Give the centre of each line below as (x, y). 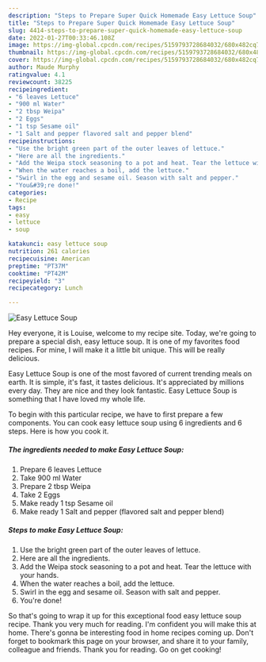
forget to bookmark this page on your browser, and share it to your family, (129, 641)
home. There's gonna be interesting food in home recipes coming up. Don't (131, 633)
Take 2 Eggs (40, 495)
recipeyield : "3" (37, 281)
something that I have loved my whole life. (77, 399)
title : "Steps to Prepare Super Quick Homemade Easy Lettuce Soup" (122, 23)
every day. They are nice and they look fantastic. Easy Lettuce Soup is (123, 391)
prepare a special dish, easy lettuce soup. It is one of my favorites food (124, 341)
